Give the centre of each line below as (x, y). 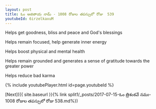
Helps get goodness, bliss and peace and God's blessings (64, 33)
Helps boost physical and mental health (45, 51)
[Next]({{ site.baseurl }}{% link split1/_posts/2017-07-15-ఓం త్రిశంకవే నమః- (78, 95)
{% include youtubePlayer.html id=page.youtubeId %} (60, 85)
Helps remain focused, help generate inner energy (56, 42)
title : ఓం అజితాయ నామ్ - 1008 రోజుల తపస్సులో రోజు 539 (60, 14)
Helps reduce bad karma (30, 76)
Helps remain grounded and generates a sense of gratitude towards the (78, 61)
